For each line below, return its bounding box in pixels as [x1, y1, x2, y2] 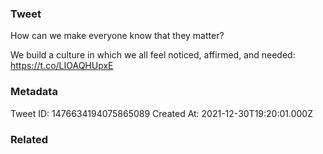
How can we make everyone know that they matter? [10, 30, 225, 42]
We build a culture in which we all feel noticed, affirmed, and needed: [10, 49, 296, 61]
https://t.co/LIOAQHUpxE [10, 60, 114, 72]
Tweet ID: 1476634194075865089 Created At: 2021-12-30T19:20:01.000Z [10, 107, 313, 119]
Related [10, 132, 49, 146]
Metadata [10, 85, 58, 99]
